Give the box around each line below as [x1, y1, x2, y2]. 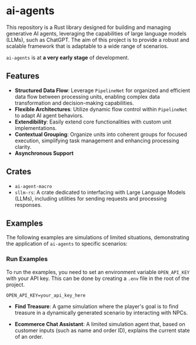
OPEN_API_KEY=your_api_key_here [6, 292, 86, 298]
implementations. [14, 124, 57, 131]
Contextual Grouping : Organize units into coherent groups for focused [14, 131, 187, 138]
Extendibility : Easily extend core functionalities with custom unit [14, 118, 172, 125]
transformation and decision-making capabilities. [14, 99, 135, 106]
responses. [14, 201, 43, 208]
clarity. [14, 143, 31, 150]
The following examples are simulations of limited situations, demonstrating [6, 234, 190, 241]
